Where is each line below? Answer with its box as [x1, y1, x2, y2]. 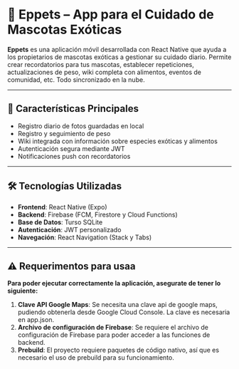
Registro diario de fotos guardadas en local [17, 121, 144, 130]
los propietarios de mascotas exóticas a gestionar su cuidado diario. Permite [7, 53, 232, 61]
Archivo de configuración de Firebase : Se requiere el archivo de [17, 323, 208, 332]
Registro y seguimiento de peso [17, 129, 111, 137]
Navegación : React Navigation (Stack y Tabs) [17, 233, 152, 241]
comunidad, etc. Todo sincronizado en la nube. [7, 75, 145, 84]
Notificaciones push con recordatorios [17, 152, 131, 160]
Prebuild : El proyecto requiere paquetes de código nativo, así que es [17, 345, 219, 355]
